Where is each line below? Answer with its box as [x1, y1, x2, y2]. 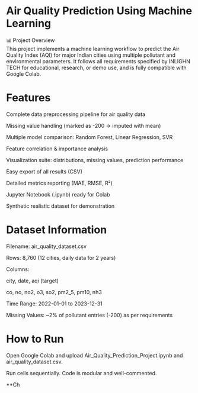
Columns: [6, 265, 30, 273]
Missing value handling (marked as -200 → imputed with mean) [6, 122, 161, 129]
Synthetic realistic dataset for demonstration [6, 202, 115, 210]
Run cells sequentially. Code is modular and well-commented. [6, 369, 157, 376]
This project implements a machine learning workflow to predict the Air [6, 45, 180, 52]
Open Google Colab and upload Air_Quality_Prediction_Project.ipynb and [6, 352, 183, 359]
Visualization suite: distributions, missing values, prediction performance [6, 156, 184, 163]
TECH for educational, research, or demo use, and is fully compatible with [6, 64, 187, 71]
